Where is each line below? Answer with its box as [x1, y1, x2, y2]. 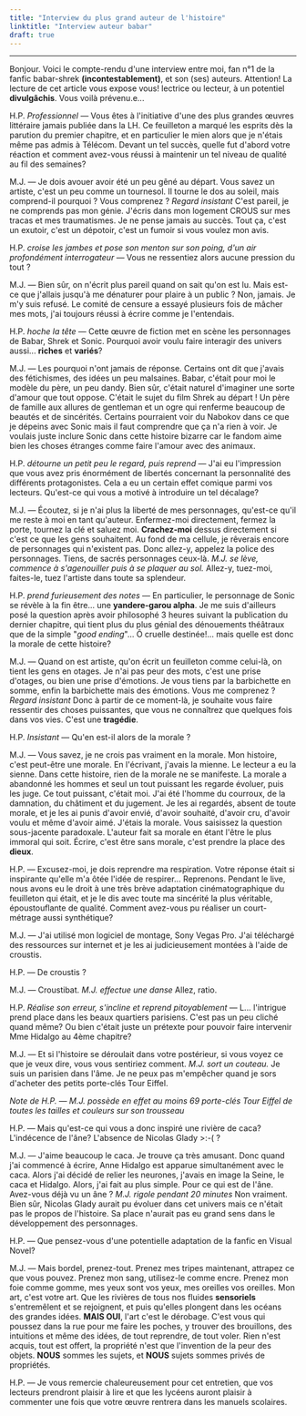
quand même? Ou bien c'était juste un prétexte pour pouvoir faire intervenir [9, 1022, 292, 1033]
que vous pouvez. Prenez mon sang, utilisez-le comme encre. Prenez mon [9, 1272, 289, 1284]
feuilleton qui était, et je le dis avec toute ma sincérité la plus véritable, [9, 893, 273, 904]
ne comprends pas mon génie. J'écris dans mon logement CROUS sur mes [9, 206, 291, 217]
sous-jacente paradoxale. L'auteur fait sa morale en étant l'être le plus [9, 827, 271, 838]
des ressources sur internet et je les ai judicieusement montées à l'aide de [9, 940, 289, 951]
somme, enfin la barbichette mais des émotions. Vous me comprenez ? [9, 685, 276, 697]
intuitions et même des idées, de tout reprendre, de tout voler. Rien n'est [9, 1330, 280, 1341]
